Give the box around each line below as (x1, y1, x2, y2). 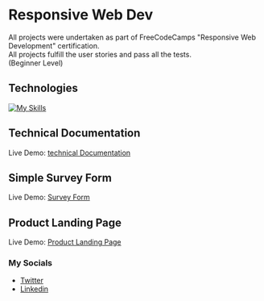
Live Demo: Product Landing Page (8, 237, 122, 247)
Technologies (8, 82, 79, 95)
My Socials (8, 257, 53, 269)
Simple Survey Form (8, 171, 113, 185)
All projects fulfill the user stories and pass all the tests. (8, 49, 192, 59)
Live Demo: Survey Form (8, 192, 90, 203)
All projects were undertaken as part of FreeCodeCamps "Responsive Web (8, 32, 256, 42)
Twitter (19, 276, 44, 286)
